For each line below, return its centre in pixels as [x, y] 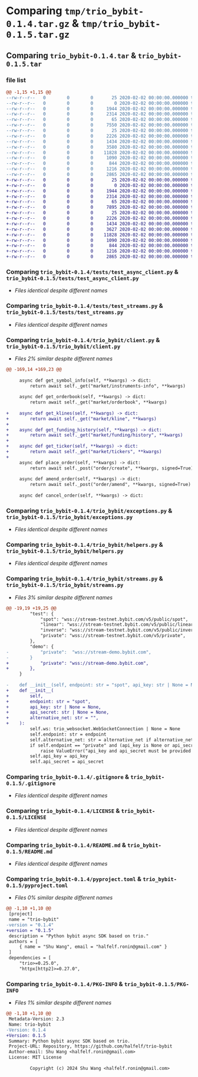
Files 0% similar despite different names [64, 898]
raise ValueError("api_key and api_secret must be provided [116, 751]
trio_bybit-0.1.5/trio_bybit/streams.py [65, 585]
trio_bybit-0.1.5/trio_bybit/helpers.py [65, 551]
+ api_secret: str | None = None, [58, 712]
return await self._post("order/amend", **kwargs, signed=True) [110, 485]
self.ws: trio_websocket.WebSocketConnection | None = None [105, 729]
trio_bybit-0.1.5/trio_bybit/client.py [63, 347]
